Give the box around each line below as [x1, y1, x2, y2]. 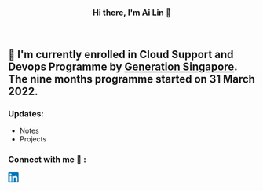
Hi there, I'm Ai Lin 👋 [93, 7, 171, 18]
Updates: [8, 108, 45, 119]
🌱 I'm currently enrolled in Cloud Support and [8, 47, 234, 61]
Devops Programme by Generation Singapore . [8, 60, 238, 73]
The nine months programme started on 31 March [8, 72, 255, 86]
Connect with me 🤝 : [8, 153, 86, 164]
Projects [19, 134, 47, 144]
